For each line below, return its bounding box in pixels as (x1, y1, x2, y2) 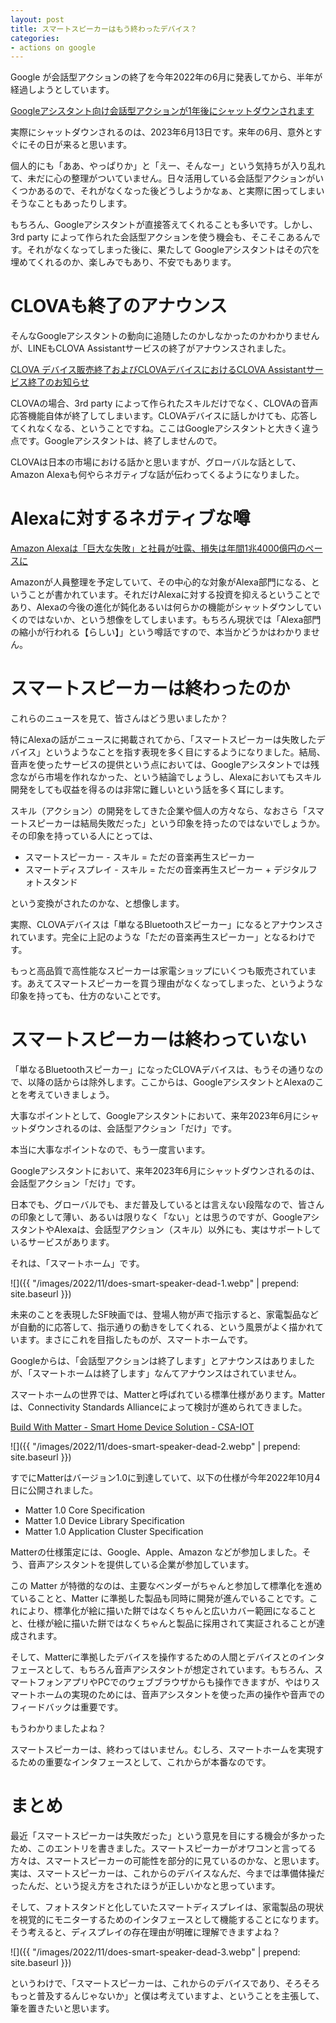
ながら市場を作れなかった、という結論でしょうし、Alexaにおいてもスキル (18, 771, 322, 783)
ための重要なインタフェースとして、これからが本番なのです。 (18, 1756, 272, 1768)
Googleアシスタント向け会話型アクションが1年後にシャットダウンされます (10, 105, 315, 117)
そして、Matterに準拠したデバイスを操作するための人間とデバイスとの (10, 1651, 299, 1663)
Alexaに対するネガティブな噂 (10, 507, 251, 530)
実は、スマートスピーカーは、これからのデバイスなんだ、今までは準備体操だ (10, 1867, 325, 1879)
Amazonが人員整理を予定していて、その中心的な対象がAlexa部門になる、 (10, 576, 312, 588)
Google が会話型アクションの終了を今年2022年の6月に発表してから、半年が (10, 71, 323, 83)
